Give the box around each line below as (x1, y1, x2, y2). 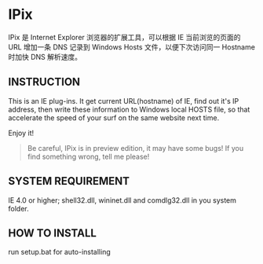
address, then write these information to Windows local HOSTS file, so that (8, 104, 250, 114)
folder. (8, 203, 29, 213)
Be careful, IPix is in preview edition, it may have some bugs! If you (27, 143, 244, 152)
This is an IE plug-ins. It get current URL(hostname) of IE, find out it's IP (8, 96, 239, 105)
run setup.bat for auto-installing (8, 247, 111, 257)
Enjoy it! (8, 128, 35, 137)
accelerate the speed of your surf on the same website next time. (8, 112, 220, 123)
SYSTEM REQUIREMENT (8, 174, 130, 188)
